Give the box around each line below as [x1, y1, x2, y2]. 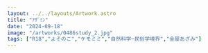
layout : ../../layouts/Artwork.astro [7, 10, 116, 17]
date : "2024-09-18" [7, 23, 64, 30]
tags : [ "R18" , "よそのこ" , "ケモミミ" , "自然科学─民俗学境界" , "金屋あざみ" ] [7, 36, 202, 43]
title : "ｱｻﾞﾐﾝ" [7, 17, 49, 23]
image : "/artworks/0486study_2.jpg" [7, 29, 113, 36]
